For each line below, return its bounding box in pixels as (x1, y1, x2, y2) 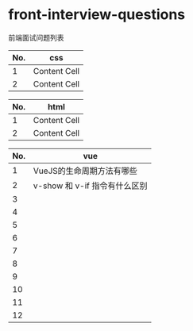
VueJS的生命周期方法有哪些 (33, 165, 137, 176)
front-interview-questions (8, 6, 186, 24)
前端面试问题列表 (8, 33, 64, 42)
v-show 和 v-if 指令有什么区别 (33, 180, 149, 191)
